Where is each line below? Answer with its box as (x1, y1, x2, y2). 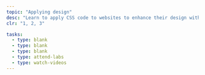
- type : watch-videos (12, 59, 67, 66)
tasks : (6, 31, 23, 37)
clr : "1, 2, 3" (6, 20, 45, 26)
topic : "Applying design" (6, 9, 72, 15)
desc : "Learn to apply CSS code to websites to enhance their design (6, 15, 187, 21)
